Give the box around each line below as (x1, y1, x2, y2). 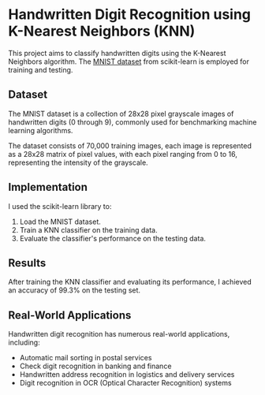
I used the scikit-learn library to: (8, 201, 112, 211)
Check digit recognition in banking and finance (19, 361, 172, 371)
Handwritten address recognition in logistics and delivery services (19, 370, 235, 379)
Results (8, 256, 47, 270)
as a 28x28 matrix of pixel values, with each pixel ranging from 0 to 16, (8, 149, 238, 158)
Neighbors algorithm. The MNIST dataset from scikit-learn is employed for (8, 57, 250, 66)
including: (8, 337, 41, 348)
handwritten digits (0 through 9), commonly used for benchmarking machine (8, 117, 257, 127)
